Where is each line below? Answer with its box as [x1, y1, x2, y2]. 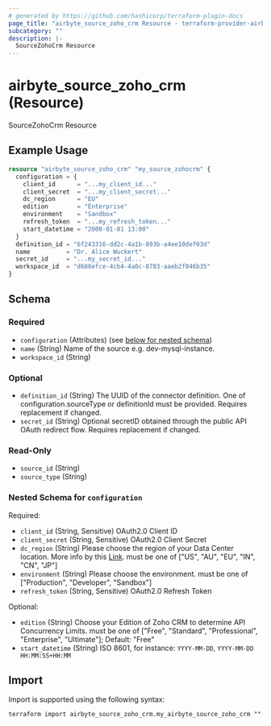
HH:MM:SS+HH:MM [19, 651, 72, 660]
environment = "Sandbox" [23, 211, 117, 219]
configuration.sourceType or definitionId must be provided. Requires [19, 398, 248, 408]
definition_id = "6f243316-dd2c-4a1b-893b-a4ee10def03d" [15, 240, 211, 248]
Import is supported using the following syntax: [8, 695, 165, 704]
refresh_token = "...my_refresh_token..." [23, 218, 172, 226]
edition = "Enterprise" [23, 202, 128, 211]
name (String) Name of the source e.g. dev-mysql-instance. [19, 344, 215, 353]
